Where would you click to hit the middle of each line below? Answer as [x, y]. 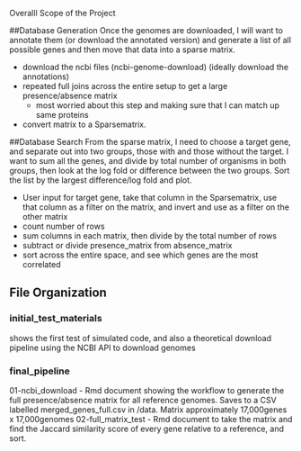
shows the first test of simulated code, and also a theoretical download [141, 338]
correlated [41, 264]
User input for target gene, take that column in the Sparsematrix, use [149, 198]
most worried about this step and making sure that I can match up [158, 105]
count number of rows [63, 226]
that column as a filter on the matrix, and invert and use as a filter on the [156, 207]
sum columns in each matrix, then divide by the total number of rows [149, 236]
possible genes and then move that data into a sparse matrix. [122, 50]
